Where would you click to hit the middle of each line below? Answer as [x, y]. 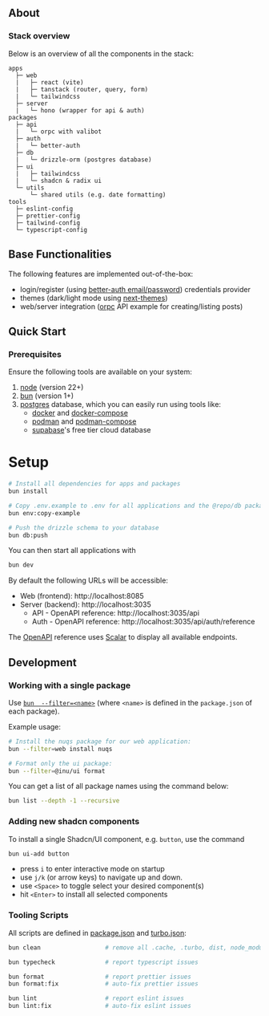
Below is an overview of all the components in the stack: [101, 53]
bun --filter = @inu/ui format [57, 771]
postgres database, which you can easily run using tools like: [120, 404]
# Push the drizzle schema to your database [84, 528]
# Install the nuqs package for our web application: [100, 742]
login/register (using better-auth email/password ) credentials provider [135, 289]
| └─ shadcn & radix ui [59, 181]
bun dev [21, 565]
